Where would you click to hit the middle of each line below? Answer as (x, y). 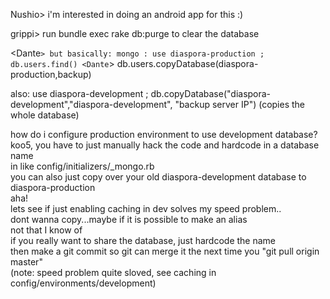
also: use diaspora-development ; (79, 93)
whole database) (45, 115)
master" (26, 262)
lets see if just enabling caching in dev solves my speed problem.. (146, 208)
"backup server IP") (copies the (240, 104)
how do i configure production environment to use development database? (164, 134)
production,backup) (51, 74)
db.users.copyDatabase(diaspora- (187, 63)
